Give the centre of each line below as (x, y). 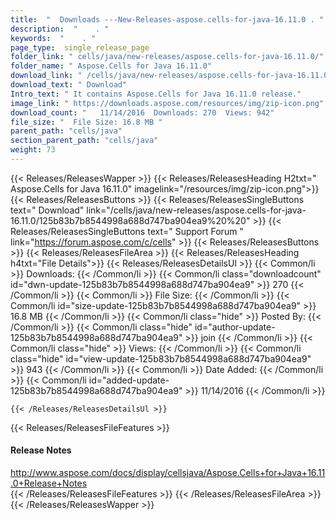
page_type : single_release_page (80, 47)
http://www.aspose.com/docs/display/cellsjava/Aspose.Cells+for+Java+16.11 (168, 473)
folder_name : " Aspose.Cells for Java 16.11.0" (111, 66)
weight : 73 (33, 150)
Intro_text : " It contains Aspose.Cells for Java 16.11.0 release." (156, 94)
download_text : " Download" (69, 85)
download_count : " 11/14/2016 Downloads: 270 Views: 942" (142, 112)
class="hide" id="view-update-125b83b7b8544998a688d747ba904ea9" (161, 358)
